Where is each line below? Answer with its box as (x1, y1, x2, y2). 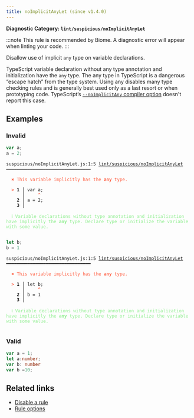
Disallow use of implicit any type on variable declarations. (6, 54, 146, 61)
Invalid (6, 131, 26, 139)
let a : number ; (6, 355, 41, 362)
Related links (6, 383, 55, 393)
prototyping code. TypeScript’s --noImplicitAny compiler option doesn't (6, 90, 182, 97)
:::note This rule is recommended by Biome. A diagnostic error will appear (6, 36, 185, 43)
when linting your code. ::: (6, 43, 70, 50)
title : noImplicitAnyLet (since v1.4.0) (6, 8, 107, 15)
